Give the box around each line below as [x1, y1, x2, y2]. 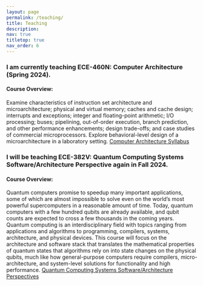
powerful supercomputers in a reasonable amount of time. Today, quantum [6, 202, 193, 209]
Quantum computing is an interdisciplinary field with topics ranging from [6, 221, 187, 228]
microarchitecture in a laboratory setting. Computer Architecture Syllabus [6, 138, 190, 145]
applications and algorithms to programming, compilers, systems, [6, 228, 170, 235]
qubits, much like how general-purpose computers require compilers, [6, 253, 180, 261]
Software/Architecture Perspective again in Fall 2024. [6, 160, 168, 169]
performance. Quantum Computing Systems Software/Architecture [6, 267, 173, 274]
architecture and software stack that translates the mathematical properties [6, 240, 195, 248]
